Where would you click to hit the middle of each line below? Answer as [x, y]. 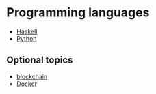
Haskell [27, 31]
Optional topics [40, 60]
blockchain [32, 76]
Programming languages [78, 13]
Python [26, 38]
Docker [27, 84]
